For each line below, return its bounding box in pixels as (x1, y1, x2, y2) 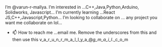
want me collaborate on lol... (5, 20, 63, 25)
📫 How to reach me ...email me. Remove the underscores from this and (12, 29, 157, 35)
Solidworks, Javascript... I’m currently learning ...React (5, 9, 116, 15)
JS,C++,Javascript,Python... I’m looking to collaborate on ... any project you (5, 15, 158, 20)
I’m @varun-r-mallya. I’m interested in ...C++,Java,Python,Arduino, (5, 4, 139, 10)
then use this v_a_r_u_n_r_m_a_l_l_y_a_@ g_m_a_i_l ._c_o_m (12, 37, 128, 42)
